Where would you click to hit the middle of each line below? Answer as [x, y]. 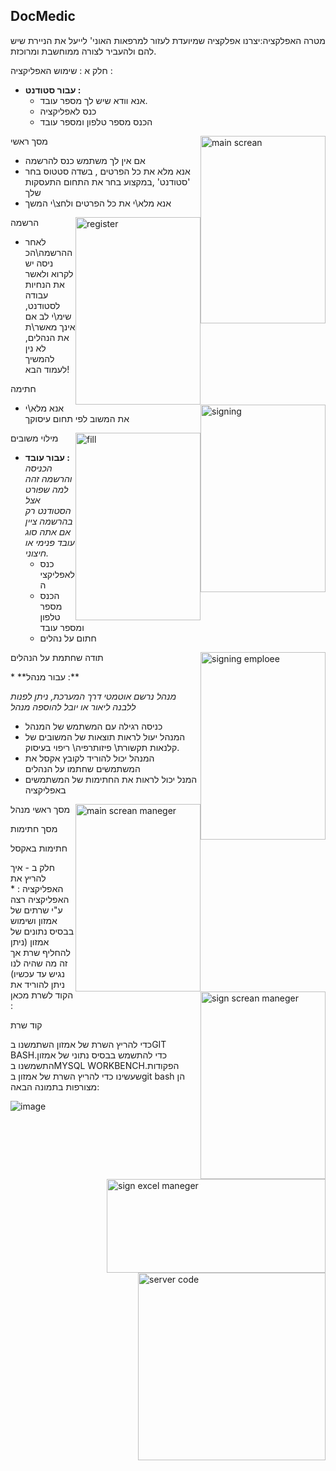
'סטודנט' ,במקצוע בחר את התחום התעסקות [107, 181]
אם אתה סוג [48, 531]
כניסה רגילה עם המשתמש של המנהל [93, 726]
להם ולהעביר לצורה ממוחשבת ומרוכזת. [83, 51]
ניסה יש [39, 263]
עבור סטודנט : [53, 90]
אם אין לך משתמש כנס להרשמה [85, 160]
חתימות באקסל [39, 848]
